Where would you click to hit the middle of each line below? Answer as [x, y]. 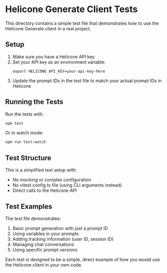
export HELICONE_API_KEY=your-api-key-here [59, 71]
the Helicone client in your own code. [44, 265]
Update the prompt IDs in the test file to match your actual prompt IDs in [87, 80]
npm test [14, 123]
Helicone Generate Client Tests [72, 9]
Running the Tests [34, 102]
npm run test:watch [26, 142]
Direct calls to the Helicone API [45, 191]
